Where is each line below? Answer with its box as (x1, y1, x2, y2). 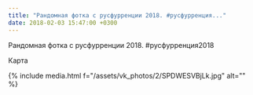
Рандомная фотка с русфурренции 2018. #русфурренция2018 (8, 40, 214, 49)
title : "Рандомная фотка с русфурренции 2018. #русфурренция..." (8, 11, 226, 20)
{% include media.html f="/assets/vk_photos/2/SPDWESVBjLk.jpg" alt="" (8, 71, 246, 80)
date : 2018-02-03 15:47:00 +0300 (8, 19, 118, 27)
